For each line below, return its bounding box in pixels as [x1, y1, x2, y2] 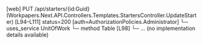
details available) [6, 31, 49, 38]
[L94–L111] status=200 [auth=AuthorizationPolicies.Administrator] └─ [15, 18, 188, 25]
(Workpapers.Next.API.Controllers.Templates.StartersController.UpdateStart [6, 12, 197, 19]
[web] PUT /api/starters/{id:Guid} [6, 5, 90, 12]
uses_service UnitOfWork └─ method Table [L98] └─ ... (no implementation [6, 24, 196, 32]
